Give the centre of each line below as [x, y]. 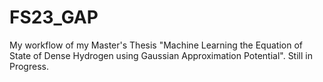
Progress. [29, 66]
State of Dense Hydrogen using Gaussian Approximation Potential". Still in [161, 55]
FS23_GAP [54, 17]
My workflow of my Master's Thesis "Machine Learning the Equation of [156, 45]
